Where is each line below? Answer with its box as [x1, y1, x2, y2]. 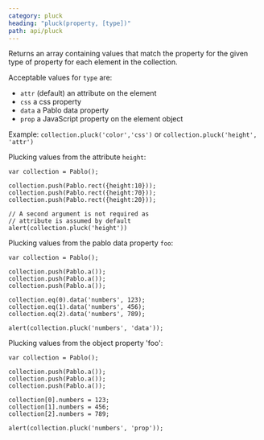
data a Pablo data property [19, 105, 109, 115]
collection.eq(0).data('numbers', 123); [8, 296, 146, 304]
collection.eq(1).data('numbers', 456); [8, 303, 146, 311]
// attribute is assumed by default [8, 217, 131, 225]
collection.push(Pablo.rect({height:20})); [8, 196, 157, 204]
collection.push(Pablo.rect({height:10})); [8, 182, 157, 190]
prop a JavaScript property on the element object [19, 114, 184, 124]
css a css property [19, 97, 82, 107]
